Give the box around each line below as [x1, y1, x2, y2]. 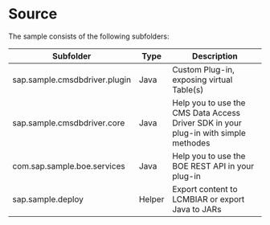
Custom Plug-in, [172, 63, 235, 75]
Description [191, 50, 239, 61]
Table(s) [172, 84, 204, 95]
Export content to [172, 183, 238, 194]
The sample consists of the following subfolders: [8, 31, 170, 41]
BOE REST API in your [172, 160, 255, 171]
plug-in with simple [172, 127, 247, 138]
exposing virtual [172, 74, 233, 85]
